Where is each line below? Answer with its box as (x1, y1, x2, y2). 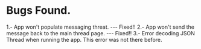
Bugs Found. (6, 4, 71, 17)
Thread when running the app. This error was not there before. (6, 36, 162, 43)
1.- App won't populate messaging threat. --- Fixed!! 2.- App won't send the (6, 23, 195, 30)
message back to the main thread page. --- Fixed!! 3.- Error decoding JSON (6, 29, 195, 36)
